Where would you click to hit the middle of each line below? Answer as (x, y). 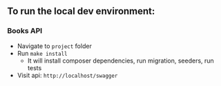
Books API (25, 31)
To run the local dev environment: (81, 11)
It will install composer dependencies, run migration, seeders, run (121, 61)
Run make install (42, 53)
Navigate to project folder (54, 46)
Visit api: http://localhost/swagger (67, 75)
